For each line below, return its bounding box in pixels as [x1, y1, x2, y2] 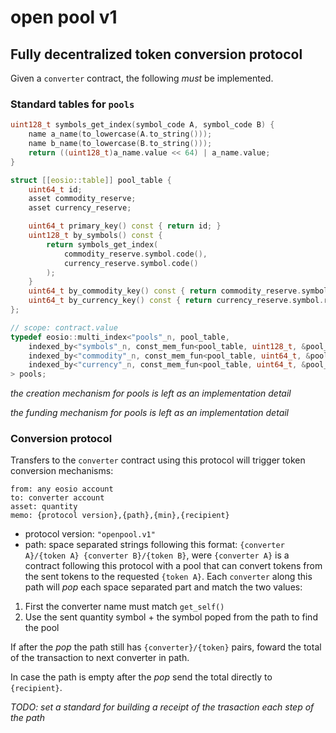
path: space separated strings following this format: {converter [24, 539, 285, 551]
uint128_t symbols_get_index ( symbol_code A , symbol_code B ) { [10, 120, 275, 130]
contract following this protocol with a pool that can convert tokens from [24, 560, 323, 572]
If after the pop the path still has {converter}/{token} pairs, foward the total [10, 641, 322, 653]
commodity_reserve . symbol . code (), [63, 249, 208, 259]
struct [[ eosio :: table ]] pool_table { [10, 175, 172, 185]
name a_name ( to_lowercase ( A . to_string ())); [28, 129, 213, 140]
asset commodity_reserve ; [28, 194, 137, 204]
